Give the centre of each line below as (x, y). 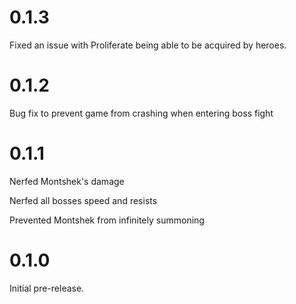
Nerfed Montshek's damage (67, 181)
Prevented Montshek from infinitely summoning (107, 220)
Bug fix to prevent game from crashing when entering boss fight (141, 113)
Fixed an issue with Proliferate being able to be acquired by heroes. (148, 45)
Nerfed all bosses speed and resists (83, 200)
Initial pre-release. (47, 288)
